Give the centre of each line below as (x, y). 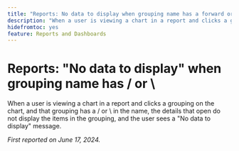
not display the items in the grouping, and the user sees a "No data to (109, 118)
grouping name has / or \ (81, 84)
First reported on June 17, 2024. (54, 140)
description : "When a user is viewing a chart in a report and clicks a (117, 21)
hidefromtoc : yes (33, 27)
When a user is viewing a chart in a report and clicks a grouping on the (111, 104)
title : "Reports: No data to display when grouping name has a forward (116, 14)
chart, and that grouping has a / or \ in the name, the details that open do (114, 111)
